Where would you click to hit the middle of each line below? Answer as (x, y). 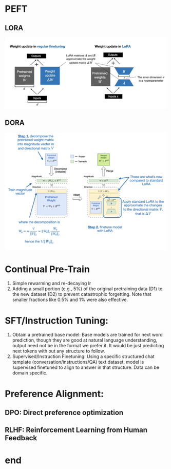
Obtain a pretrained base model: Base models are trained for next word (87, 335)
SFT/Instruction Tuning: (57, 320)
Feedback (21, 438)
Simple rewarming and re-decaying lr (52, 284)
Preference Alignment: (54, 394)
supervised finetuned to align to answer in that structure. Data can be (86, 367)
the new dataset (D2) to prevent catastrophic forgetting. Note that (82, 294)
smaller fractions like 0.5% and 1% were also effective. (70, 300)
